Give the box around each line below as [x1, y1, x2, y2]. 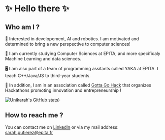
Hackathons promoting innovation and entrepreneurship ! [5, 87, 122, 93]
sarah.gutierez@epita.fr [5, 129, 53, 135]
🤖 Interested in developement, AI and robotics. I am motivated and [5, 36, 139, 42]
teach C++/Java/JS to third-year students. [5, 73, 91, 79]
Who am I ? [5, 23, 40, 31]
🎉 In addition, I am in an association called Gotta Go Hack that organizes [5, 82, 152, 88]
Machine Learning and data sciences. [5, 56, 81, 61]
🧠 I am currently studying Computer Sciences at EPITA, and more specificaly [5, 51, 161, 56]
